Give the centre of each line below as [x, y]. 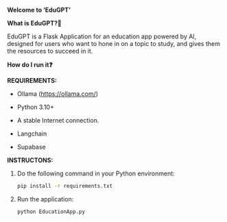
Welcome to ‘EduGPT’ [39, 10]
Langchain [32, 134]
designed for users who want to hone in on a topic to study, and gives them [114, 44]
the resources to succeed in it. [50, 51]
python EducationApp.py [51, 212]
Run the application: [45, 199]
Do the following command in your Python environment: [96, 173]
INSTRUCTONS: [30, 160]
